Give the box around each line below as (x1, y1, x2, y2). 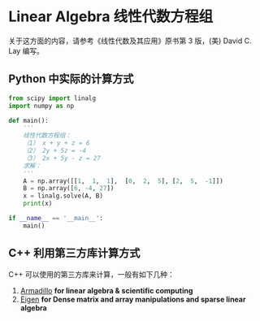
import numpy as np (8, 102, 75, 110)
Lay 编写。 (8, 46, 45, 55)
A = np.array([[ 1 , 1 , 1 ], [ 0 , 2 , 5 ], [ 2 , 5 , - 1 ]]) (23, 176, 223, 185)
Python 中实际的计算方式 (8, 72, 134, 86)
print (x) (23, 200, 53, 208)
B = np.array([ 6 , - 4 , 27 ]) (23, 184, 115, 193)
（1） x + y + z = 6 (23, 139, 90, 147)
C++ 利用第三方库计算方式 (8, 246, 141, 260)
